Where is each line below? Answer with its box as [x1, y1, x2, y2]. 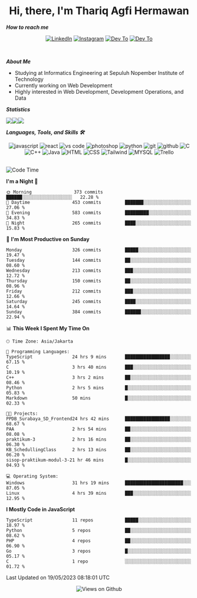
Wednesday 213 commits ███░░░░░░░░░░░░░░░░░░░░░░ [6, 267, 192, 274]
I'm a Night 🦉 [6, 178, 38, 185]
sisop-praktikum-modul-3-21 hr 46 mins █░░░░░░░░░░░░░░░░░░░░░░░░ [6, 457, 192, 463]
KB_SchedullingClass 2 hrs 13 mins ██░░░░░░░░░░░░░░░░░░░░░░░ [6, 446, 192, 452]
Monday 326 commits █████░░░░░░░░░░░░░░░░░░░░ [6, 247, 192, 253]
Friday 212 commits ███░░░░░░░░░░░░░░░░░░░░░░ [6, 288, 192, 294]
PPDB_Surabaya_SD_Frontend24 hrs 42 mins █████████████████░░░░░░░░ [6, 416, 192, 422]
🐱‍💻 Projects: [6, 410, 38, 416]
